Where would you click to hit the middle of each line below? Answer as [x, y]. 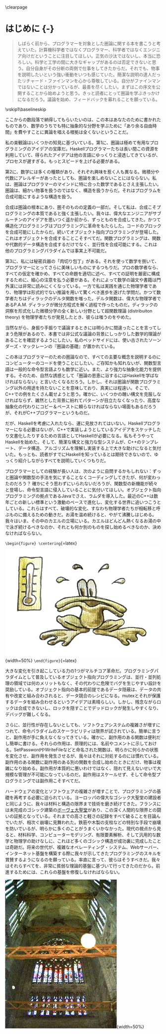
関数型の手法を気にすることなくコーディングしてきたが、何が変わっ [91, 477]
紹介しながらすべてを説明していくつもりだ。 [63, 460]
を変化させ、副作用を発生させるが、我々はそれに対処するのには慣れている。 [83, 756]
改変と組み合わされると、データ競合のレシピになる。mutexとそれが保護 [87, 696]
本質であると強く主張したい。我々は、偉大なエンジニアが [94, 213]
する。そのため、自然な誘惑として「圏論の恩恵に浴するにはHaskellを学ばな [82, 375]
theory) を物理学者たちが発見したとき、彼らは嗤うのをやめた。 [69, 317]
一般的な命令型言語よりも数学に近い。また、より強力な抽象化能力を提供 [87, 369]
